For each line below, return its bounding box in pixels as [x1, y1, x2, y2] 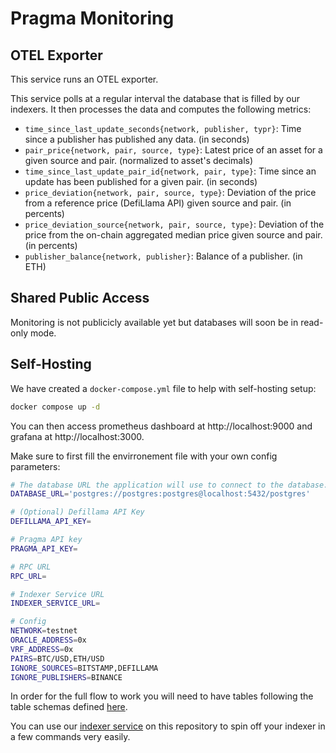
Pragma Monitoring [10, 7, 175, 30]
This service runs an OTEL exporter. [10, 73, 159, 85]
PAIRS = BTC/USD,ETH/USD [10, 653, 105, 664]
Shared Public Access [10, 290, 150, 307]
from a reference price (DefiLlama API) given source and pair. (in [24, 197, 292, 209]
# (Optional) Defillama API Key [10, 507, 145, 517]
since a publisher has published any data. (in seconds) [24, 133, 250, 145]
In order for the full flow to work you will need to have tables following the [10, 690, 314, 702]
